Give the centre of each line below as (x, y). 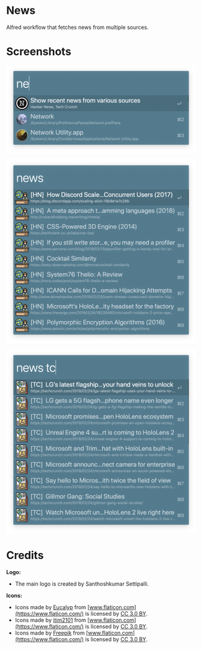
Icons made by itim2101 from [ (52, 620)
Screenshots (39, 52)
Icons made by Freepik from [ (51, 633)
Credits (25, 555)
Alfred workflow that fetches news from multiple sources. (77, 27)
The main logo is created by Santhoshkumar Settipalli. (82, 584)
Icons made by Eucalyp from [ (52, 607)
